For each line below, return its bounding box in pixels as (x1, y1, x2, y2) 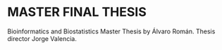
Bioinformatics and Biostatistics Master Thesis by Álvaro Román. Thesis (7, 27, 216, 35)
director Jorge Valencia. (7, 34, 78, 42)
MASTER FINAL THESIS (7, 4, 147, 20)
